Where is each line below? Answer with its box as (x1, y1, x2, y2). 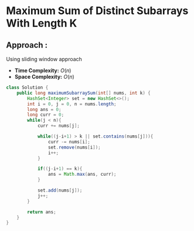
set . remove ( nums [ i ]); (47, 144, 101, 150)
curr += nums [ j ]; (37, 123, 80, 129)
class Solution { (6, 85, 49, 91)
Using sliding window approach (6, 56, 82, 62)
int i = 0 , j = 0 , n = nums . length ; (27, 101, 117, 107)
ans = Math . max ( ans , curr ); (47, 172, 117, 178)
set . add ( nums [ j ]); (37, 188, 83, 193)
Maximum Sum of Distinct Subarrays (6, 4, 189, 18)
